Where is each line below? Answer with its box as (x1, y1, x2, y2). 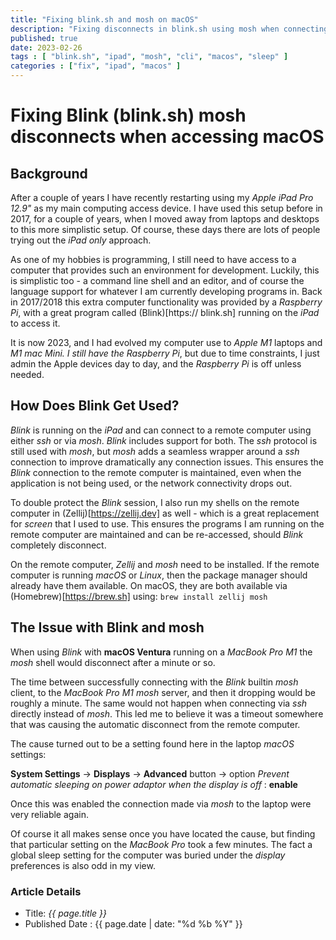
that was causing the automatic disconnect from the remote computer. (10, 718, 301, 730)
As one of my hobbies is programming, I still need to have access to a (10, 254, 297, 265)
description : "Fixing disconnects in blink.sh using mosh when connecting (10, 24, 329, 34)
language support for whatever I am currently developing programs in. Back (10, 286, 323, 297)
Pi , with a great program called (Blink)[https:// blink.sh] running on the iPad (10, 307, 320, 318)
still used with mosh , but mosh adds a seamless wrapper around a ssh (10, 445, 300, 457)
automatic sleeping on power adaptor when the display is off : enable (10, 778, 298, 790)
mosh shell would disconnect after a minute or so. (10, 656, 216, 668)
